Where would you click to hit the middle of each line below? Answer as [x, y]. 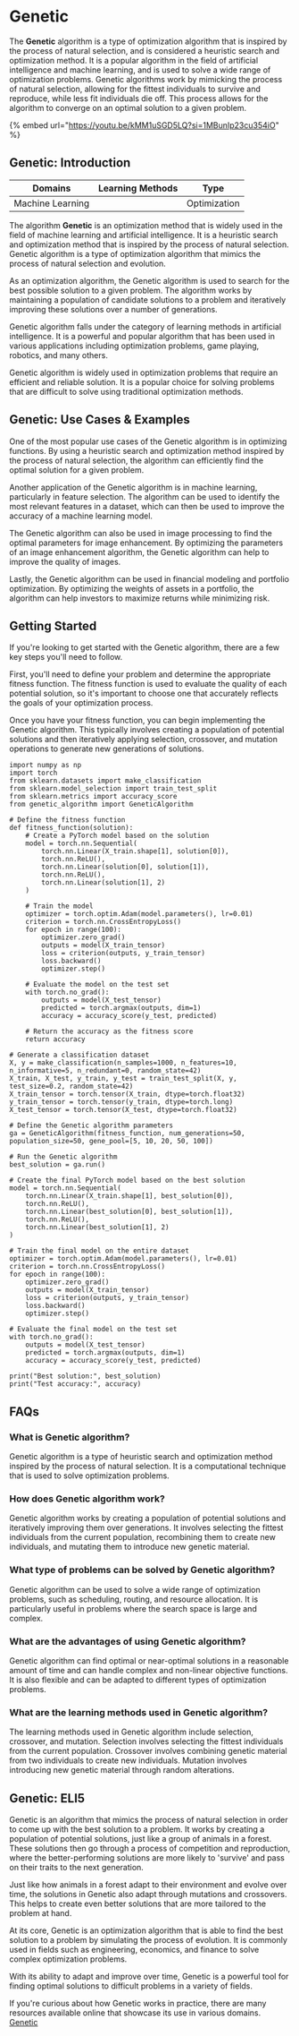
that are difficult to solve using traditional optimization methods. [126, 391]
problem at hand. [41, 1913]
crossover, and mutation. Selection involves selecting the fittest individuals [146, 1741]
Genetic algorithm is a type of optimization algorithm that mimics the [135, 253]
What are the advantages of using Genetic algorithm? [128, 1641]
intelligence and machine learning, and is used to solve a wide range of [140, 70]
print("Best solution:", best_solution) [86, 1376]
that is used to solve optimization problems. [89, 1476]
